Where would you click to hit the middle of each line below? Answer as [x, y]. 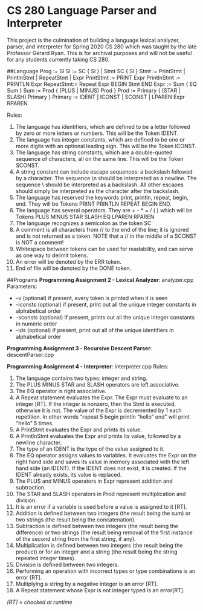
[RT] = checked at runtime [40, 602]
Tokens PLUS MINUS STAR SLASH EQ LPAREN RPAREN [85, 217]
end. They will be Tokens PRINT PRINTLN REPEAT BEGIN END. [93, 204]
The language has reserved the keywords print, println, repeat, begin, [102, 197]
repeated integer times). [46, 558]
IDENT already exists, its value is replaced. [69, 474]
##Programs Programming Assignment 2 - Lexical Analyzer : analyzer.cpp [100, 279]
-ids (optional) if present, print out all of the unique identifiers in [95, 330]
